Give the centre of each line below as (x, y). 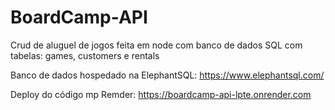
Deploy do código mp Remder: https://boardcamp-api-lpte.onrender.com (161, 94)
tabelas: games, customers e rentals (85, 55)
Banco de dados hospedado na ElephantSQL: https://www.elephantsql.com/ (167, 75)
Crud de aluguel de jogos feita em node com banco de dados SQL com (156, 45)
